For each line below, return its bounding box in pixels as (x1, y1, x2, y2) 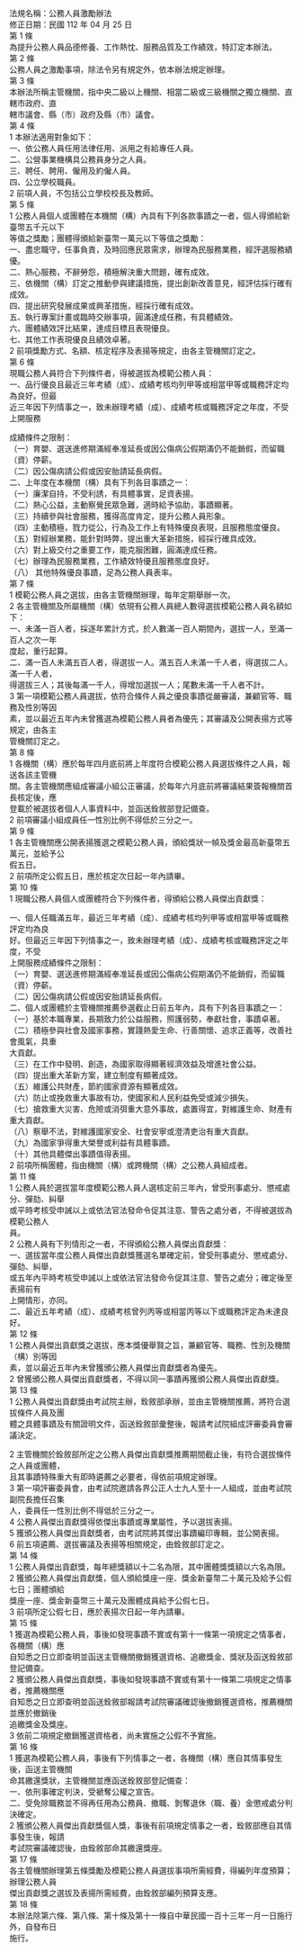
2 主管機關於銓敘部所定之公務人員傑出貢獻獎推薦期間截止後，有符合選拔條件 (9, 1449, 292, 1460)
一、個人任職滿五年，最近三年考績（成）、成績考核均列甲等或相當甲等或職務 (9, 913, 289, 922)
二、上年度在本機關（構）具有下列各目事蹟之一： (9, 477, 191, 488)
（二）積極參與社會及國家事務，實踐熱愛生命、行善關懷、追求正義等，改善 (9, 1025, 285, 1035)
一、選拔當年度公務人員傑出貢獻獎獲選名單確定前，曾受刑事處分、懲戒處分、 (9, 1250, 293, 1260)
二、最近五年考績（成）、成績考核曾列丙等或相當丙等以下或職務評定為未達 (9, 1306, 281, 1317)
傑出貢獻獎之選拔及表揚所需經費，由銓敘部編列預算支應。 (9, 1888, 222, 1898)
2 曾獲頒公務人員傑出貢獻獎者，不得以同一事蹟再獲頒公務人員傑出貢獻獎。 (9, 1373, 285, 1384)
